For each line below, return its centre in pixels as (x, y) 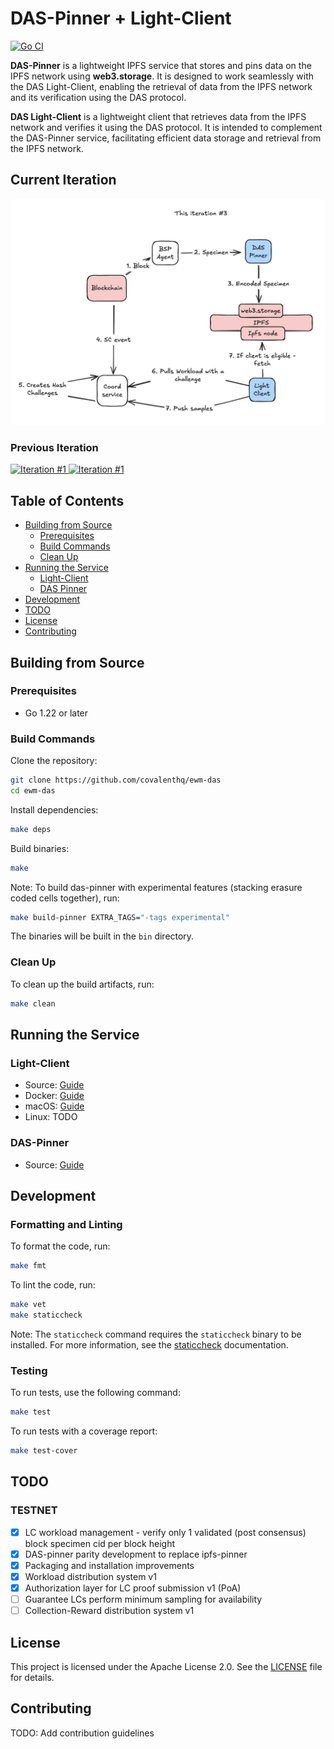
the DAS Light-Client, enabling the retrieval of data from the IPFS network (161, 86)
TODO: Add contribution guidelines (82, 1733)
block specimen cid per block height (100, 1543)
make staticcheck (46, 1315)
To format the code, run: (60, 1246)
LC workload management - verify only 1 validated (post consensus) (165, 1532)
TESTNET (34, 1510)
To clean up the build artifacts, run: (82, 984)
